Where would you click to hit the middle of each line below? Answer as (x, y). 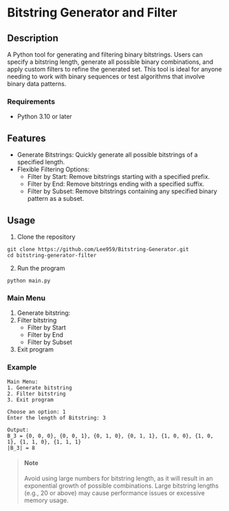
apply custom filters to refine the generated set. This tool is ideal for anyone (115, 69)
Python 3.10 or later (44, 117)
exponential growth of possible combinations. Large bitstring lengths (121, 486)
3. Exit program (30, 400)
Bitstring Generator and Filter (92, 13)
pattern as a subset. (56, 199)
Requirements (31, 101)
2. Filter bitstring (37, 393)
